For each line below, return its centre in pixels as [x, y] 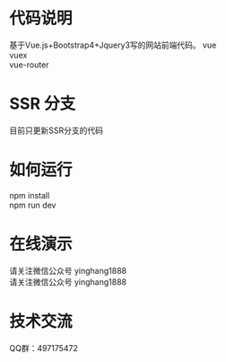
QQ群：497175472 [44, 348]
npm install [30, 195]
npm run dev [33, 205]
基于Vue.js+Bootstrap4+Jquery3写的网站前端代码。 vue [113, 45]
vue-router [29, 65]
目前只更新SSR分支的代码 [56, 130]
